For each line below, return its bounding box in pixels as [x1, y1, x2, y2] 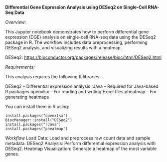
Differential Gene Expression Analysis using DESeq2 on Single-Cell [5, 4, 147, 10]
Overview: [5, 19, 26, 25]
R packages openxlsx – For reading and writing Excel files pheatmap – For [5, 89, 157, 94]
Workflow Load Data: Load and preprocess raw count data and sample [5, 135, 151, 141]
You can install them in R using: [5, 104, 70, 109]
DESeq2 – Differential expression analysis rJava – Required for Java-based [5, 83, 159, 89]
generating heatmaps [5, 94, 49, 100]
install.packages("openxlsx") [5, 113, 68, 118]
